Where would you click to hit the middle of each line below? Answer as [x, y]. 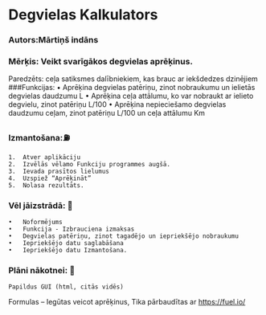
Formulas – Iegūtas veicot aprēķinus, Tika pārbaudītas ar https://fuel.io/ [127, 302]
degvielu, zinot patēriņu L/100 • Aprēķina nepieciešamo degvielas [117, 104]
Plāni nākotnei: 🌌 [42, 270]
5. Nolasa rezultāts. [46, 185]
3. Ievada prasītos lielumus [59, 171]
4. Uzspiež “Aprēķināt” [50, 178]
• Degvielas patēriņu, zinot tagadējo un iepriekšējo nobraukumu [124, 236]
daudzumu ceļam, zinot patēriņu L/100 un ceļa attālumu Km [107, 113]
